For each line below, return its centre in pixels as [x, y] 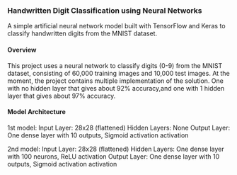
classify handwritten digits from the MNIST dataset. [82, 33]
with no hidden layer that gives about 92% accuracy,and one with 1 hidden [116, 88]
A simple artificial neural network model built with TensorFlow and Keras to [116, 26]
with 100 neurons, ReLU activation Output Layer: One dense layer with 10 [114, 156]
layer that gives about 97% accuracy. [62, 96]
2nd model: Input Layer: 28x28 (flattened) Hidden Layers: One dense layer [116, 149]
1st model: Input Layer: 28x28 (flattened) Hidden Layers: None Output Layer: [119, 128]
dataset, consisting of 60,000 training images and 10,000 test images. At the [118, 73]
